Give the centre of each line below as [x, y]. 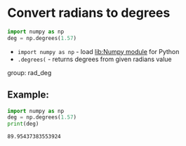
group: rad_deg [29, 72]
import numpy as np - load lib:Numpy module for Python [98, 51]
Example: [28, 95]
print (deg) [23, 124]
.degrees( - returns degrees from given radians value [94, 59]
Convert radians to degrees [89, 13]
